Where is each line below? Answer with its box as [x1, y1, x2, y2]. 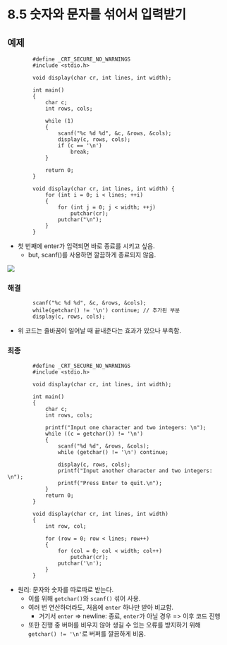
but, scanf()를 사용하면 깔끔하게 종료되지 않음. [27, 251, 157, 259]
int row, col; [44, 522, 87, 529]
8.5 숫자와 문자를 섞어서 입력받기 [7, 6, 187, 23]
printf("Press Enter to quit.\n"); [57, 479, 162, 486]
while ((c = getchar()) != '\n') [44, 430, 143, 437]
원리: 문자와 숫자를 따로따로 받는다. [17, 585, 114, 594]
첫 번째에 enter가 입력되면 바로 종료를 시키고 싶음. [17, 242, 155, 250]
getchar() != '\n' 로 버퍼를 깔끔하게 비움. [27, 629, 146, 638]
